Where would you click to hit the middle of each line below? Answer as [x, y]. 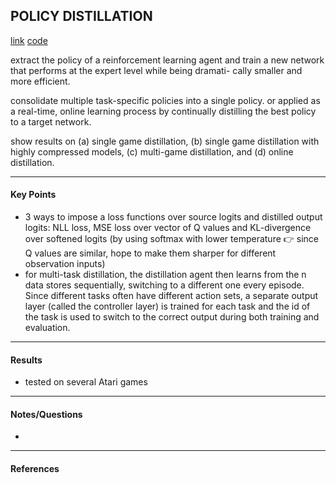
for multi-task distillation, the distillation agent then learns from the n [165, 275]
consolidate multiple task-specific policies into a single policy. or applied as [165, 100]
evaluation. [47, 328]
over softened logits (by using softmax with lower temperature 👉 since [172, 239]
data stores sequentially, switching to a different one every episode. [164, 285]
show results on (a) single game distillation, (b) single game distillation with [165, 141]
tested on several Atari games [86, 382]
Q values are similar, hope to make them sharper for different [150, 253]
